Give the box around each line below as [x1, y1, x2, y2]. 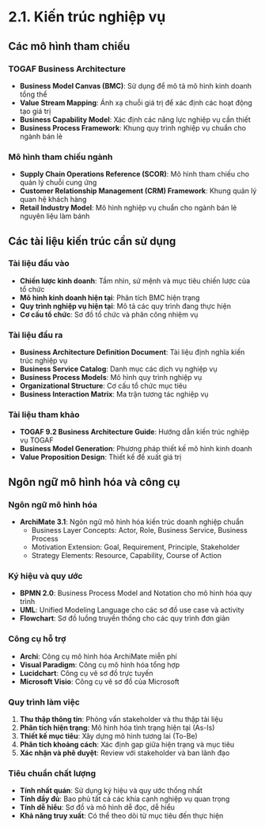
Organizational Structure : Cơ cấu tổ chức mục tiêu [19, 381, 187, 391]
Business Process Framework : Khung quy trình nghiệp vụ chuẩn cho [19, 123, 247, 132]
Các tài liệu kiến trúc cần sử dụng [8, 234, 176, 248]
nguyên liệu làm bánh [19, 211, 90, 221]
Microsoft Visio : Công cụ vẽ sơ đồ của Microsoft [19, 677, 180, 686]
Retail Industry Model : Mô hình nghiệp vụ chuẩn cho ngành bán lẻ [19, 203, 237, 213]
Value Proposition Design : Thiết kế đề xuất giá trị [19, 452, 182, 462]
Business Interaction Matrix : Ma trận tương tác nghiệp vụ [19, 389, 209, 399]
